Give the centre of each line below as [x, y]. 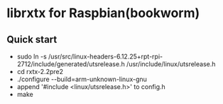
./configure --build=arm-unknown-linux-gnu [82, 79]
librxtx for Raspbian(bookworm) [103, 13]
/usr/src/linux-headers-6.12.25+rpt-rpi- [105, 56]
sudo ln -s [32, 56]
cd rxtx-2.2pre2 [40, 72]
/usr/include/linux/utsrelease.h [171, 64]
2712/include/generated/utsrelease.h [71, 64]
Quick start [32, 40]
